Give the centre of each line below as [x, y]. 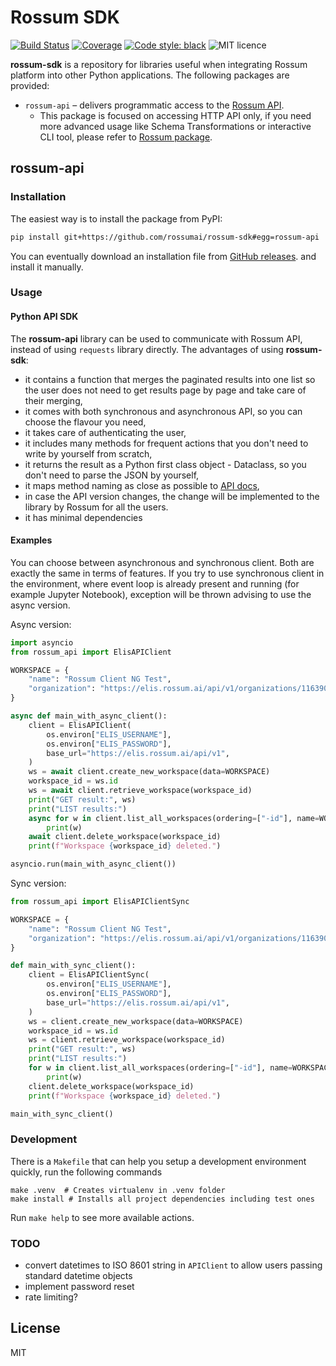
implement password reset [79, 1287]
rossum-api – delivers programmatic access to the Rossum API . [154, 105]
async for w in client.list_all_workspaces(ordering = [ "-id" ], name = [174, 818]
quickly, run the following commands [86, 1172]
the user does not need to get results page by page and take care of [165, 390]
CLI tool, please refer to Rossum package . [126, 137]
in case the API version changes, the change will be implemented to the [172, 496]
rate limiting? [51, 1297]
